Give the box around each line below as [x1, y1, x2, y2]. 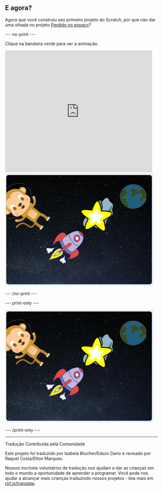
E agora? [5, 4, 33, 12]
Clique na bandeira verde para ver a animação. [5, 41, 99, 47]
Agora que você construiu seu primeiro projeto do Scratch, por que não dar [5, 16, 156, 22]
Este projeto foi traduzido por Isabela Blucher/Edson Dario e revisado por [5, 450, 151, 456]
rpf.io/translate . [5, 480, 36, 486]
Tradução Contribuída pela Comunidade [5, 441, 85, 447]
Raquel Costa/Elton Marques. [5, 456, 64, 461]
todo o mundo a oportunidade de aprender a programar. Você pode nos [5, 470, 148, 476]
